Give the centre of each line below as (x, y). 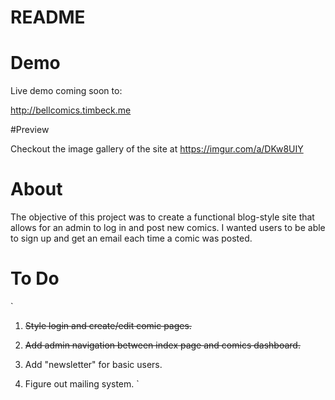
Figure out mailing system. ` (82, 384)
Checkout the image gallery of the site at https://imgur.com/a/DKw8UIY (157, 149)
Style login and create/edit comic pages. (108, 325)
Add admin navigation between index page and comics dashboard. (162, 345)
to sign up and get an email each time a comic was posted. (131, 238)
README (48, 17)
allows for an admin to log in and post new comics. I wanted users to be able (168, 228)
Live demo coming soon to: (66, 91)
